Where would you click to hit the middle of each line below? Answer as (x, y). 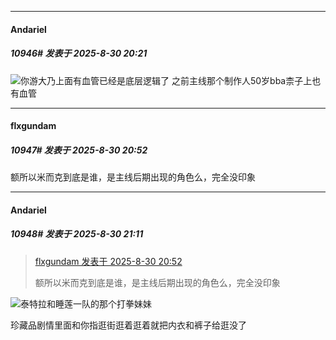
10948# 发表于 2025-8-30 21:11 (77, 234)
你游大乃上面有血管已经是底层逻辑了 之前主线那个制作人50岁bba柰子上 (166, 80)
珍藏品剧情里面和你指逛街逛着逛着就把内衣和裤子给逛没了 (128, 325)
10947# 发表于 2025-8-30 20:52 (79, 150)
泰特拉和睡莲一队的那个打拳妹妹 (86, 303)
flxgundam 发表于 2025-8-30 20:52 (108, 261)
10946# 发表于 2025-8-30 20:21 (79, 53)
